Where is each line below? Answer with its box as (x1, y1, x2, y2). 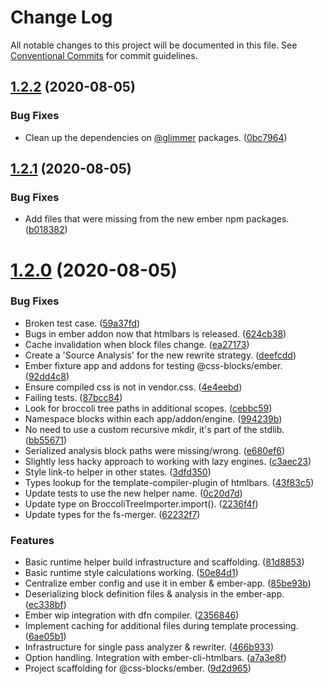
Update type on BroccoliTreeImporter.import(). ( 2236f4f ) (24, 497, 259, 510)
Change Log (10, 6, 113, 29)
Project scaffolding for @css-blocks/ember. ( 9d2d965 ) (24, 662, 252, 675)
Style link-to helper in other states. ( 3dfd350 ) (24, 466, 212, 478)
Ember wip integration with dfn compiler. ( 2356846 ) (24, 609, 240, 621)
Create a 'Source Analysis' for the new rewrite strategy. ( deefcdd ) (24, 349, 297, 361)
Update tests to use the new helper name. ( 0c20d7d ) (24, 487, 243, 499)
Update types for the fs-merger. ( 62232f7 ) (24, 508, 201, 520)
